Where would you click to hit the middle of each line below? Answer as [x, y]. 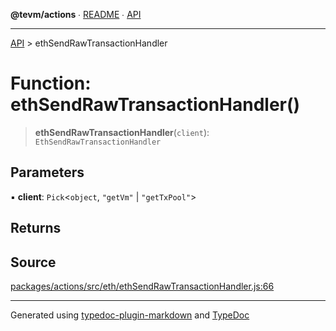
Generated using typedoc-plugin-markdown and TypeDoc [130, 315]
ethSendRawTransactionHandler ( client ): [122, 132]
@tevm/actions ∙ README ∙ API [76, 14]
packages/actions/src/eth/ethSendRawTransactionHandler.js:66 [142, 286]
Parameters [47, 172]
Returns [36, 228]
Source [33, 262]
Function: [51, 83]
